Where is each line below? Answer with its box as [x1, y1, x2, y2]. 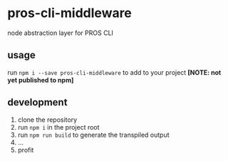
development [7, 96, 68, 108]
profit [17, 145, 34, 154]
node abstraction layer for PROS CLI [7, 28, 114, 37]
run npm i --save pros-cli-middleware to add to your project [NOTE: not [7, 68, 222, 76]
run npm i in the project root [17, 123, 100, 131]
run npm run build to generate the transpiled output [17, 130, 170, 139]
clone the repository [17, 115, 78, 124]
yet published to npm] [7, 76, 74, 84]
